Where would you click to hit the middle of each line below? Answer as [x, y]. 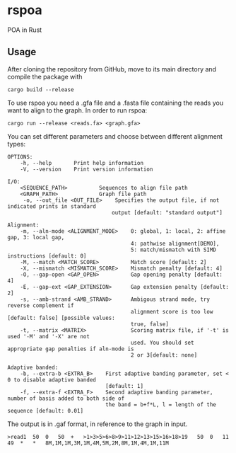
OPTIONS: [20, 157]
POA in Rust [25, 30]
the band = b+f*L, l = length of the [161, 405]
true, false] [150, 324]
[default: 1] [124, 386]
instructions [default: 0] [47, 256]
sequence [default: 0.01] [45, 411]
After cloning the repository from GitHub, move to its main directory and [112, 69]
